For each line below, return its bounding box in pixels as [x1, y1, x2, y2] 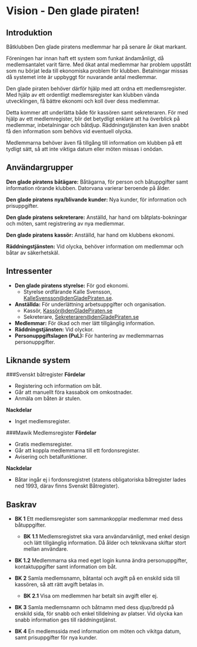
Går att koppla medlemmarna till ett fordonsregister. [14, 447, 140, 454]
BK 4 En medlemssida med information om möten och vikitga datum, [14, 628, 181, 635]
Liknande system [6, 355, 71, 365]
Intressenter [6, 266, 52, 276]
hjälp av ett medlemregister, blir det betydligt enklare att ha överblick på [6, 115, 181, 122]
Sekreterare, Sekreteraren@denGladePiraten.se [23, 313, 139, 320]
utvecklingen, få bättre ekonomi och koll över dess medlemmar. [6, 97, 160, 104]
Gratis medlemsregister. [14, 441, 73, 448]
